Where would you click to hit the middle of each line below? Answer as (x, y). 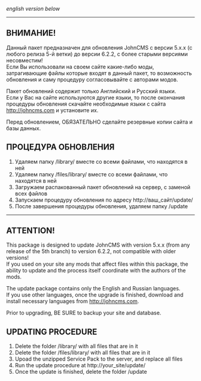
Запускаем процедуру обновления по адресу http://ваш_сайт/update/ (104, 200)
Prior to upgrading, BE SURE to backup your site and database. (84, 313)
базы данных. (24, 128)
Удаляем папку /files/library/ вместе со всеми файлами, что (91, 174)
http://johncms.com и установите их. (52, 110)
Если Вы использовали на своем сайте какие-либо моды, (80, 67)
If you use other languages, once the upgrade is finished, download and (95, 295)
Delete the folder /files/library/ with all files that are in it (83, 353)
